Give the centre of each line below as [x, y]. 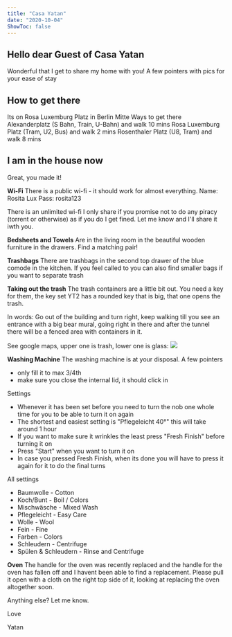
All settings [23, 479]
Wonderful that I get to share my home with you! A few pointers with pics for [116, 71]
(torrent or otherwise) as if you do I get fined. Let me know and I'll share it [112, 219]
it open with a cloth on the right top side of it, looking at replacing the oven [114, 580]
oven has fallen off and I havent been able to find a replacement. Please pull [115, 572]
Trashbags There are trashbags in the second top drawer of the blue [106, 260]
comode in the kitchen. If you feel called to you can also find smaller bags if [115, 268]
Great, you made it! [35, 177]
